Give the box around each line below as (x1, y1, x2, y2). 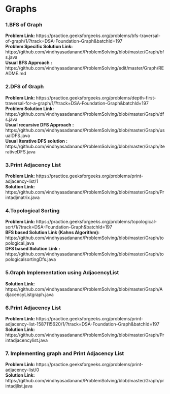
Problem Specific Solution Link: (5, 44, 73, 50)
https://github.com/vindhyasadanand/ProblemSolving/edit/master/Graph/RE (5, 65, 164, 71)
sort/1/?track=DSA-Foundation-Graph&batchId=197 (5, 224, 113, 230)
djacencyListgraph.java (5, 291, 54, 298)
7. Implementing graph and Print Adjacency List (5, 350, 124, 357)
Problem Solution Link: (5, 105, 54, 112)
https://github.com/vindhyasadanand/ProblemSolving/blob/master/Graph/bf (5, 49, 164, 55)
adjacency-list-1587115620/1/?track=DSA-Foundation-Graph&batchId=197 (5, 321, 160, 327)
